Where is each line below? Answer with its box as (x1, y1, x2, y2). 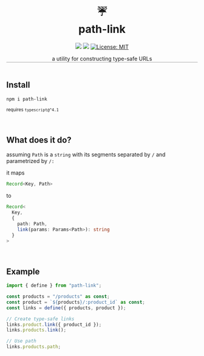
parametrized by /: (6, 158, 55, 165)
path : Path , (17, 220, 47, 227)
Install (6, 80, 30, 90)
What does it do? (6, 134, 72, 145)
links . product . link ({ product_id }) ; (6, 321, 102, 327)
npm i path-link (6, 96, 47, 102)
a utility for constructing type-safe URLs (52, 55, 152, 62)
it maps (6, 169, 25, 176)
